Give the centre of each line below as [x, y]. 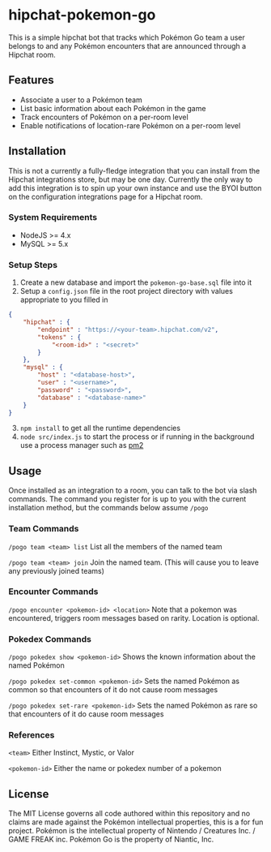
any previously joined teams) [57, 570]
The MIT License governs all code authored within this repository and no [129, 814]
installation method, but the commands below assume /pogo [108, 508]
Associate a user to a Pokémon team [81, 100]
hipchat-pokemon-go [82, 15]
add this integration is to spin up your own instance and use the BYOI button [135, 187]
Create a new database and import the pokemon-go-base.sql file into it [136, 282]
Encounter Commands [53, 592]
